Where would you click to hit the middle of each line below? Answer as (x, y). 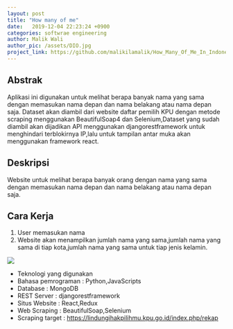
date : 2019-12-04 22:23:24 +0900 (59, 26)
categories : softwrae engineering (57, 33)
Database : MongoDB (48, 289)
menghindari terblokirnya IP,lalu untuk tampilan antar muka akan (99, 134)
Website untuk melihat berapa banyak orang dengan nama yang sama (107, 179)
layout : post (26, 14)
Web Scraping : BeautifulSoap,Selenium (74, 311)
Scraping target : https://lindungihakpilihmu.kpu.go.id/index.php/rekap (118, 318)
